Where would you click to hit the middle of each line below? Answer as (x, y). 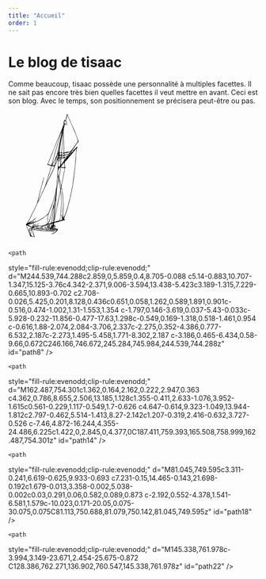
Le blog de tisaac (65, 62)
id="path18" (233, 512)
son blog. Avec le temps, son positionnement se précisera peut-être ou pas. (132, 101)
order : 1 (23, 23)
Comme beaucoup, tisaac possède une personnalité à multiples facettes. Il (130, 84)
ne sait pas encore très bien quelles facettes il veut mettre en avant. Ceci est (133, 93)
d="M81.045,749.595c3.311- (198, 470)
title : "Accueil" (37, 15)
